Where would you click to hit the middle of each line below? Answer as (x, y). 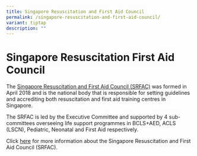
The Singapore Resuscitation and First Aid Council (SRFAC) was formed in (96, 87)
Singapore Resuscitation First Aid (90, 58)
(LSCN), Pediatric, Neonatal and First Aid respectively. (72, 130)
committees (21, 123)
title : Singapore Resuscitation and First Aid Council (75, 12)
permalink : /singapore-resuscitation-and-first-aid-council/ (83, 17)
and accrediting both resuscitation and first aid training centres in (86, 99)
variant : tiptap (26, 23)
